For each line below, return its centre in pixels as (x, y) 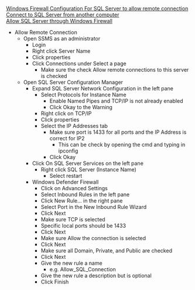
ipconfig (68, 151)
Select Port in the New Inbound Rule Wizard (94, 207)
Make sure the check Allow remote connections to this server (115, 70)
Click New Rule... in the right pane (82, 201)
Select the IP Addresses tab (74, 126)
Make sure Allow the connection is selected (93, 238)
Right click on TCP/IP (66, 113)
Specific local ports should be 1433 (83, 226)
